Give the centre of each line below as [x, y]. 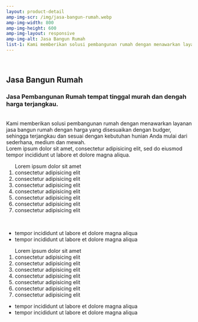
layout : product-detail [35, 12]
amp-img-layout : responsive [41, 34]
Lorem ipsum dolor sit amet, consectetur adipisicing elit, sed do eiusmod [94, 148]
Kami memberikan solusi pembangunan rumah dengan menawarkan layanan [99, 123]
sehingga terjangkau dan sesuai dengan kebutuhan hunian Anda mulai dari [97, 136]
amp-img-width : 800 [30, 22]
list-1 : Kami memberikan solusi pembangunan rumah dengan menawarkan [93, 45]
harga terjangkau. [32, 104]
